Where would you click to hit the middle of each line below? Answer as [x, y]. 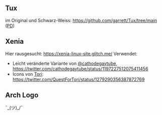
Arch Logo [22, 95]
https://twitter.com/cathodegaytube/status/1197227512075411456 [80, 69]
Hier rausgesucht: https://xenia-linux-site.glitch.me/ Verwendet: [71, 53]
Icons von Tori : [28, 74]
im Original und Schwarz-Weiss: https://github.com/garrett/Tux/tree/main [81, 20]
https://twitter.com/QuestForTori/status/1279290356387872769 [78, 79]
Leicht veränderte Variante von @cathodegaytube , [65, 63]
